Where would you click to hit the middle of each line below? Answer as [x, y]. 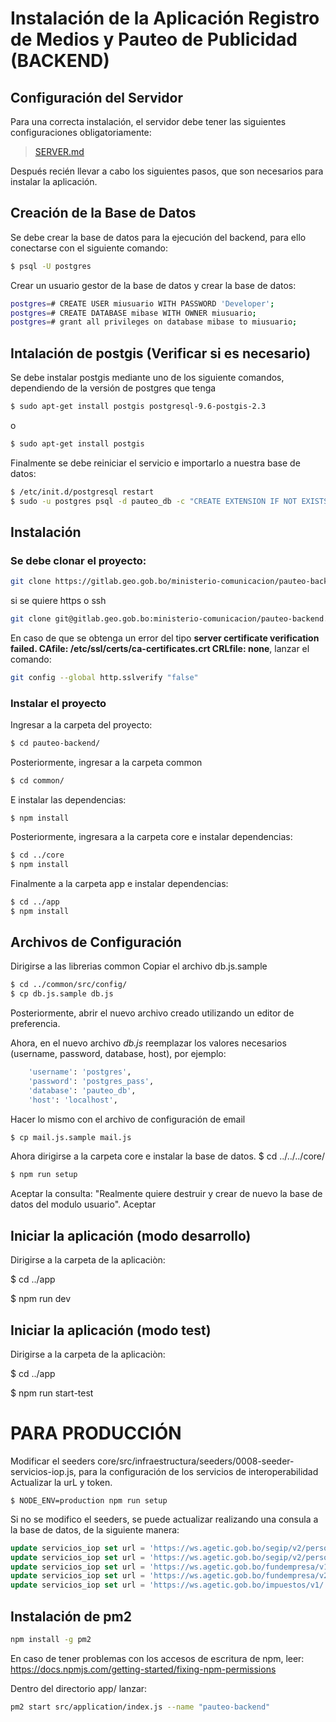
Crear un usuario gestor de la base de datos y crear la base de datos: [153, 285]
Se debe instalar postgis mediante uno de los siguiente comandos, [147, 378]
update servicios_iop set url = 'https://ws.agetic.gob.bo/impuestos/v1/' [169, 1585]
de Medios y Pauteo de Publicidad [154, 39]
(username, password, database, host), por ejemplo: [118, 1054]
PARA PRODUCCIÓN [96, 1433]
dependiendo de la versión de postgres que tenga [113, 388]
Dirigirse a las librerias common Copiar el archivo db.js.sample [139, 966]
